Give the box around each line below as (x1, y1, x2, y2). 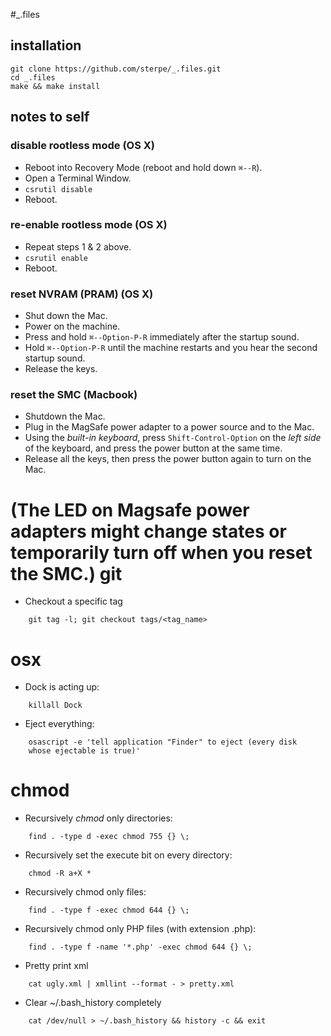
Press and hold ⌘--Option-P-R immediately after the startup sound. (24, 331, 300, 343)
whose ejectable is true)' (28, 746, 141, 756)
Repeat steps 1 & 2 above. (24, 240, 132, 253)
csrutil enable (24, 253, 89, 263)
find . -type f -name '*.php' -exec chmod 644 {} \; (28, 942, 253, 953)
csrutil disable (24, 184, 93, 194)
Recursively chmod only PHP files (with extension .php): (24, 923, 257, 935)
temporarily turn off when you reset (10, 541, 313, 564)
